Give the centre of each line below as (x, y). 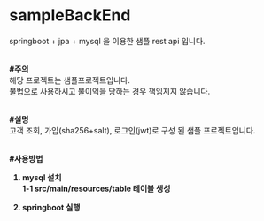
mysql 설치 (42, 177)
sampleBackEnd (70, 15)
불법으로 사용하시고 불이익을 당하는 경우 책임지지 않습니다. (110, 91)
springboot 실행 (51, 207)
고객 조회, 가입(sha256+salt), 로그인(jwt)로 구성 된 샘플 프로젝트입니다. (132, 130)
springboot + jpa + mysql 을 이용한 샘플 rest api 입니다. (107, 41)
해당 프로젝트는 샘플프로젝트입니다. (70, 80)
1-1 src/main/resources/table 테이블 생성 (96, 188)
